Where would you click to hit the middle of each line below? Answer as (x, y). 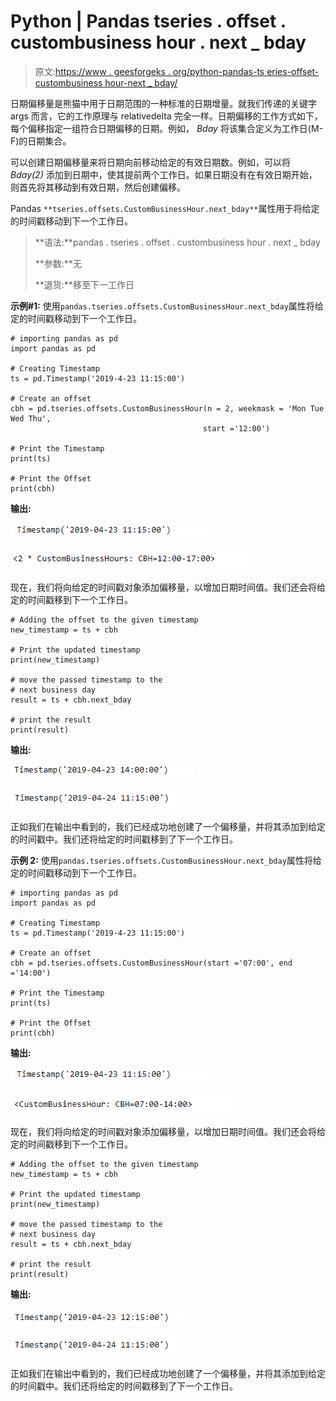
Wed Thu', (31, 418)
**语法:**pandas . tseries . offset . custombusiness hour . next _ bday (177, 242)
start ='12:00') (236, 428)
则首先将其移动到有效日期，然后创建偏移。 (98, 187)
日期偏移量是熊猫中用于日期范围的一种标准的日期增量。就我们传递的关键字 (163, 103)
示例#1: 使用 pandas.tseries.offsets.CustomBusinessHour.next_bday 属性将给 (167, 306)
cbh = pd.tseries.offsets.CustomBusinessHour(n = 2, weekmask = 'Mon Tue (167, 408)
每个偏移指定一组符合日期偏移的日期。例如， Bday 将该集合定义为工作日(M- (167, 128)
